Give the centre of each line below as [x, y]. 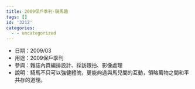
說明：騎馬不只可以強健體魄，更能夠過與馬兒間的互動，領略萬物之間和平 [102, 73]
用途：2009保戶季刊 [39, 58]
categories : [20, 28]
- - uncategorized [34, 33]
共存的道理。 [30, 80]
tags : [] [17, 17]
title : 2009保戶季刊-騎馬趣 [37, 11]
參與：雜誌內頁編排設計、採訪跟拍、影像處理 [69, 66]
